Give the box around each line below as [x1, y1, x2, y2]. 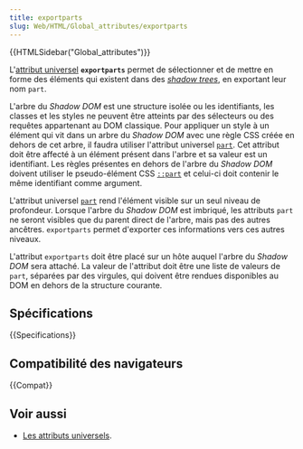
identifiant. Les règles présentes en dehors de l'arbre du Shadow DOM [9, 158, 273, 169]
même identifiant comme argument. [9, 177, 143, 188]
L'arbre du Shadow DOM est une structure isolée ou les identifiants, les [9, 100, 275, 111]
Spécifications [9, 305, 93, 321]
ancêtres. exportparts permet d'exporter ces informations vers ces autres [9, 223, 285, 235]
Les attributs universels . [22, 430, 112, 441]
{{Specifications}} [9, 330, 77, 341]
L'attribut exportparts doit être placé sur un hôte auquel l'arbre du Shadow [9, 250, 288, 262]
